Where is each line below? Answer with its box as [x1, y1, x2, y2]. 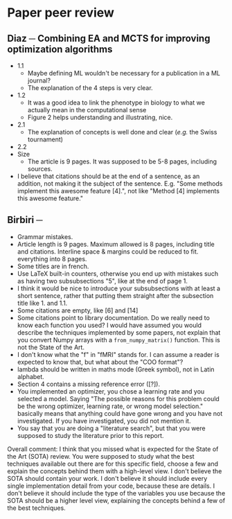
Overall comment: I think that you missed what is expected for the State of [7, 445, 219, 453]
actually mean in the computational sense [27, 106, 147, 114]
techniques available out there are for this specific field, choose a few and [7, 459, 219, 468]
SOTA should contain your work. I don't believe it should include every [7, 474, 208, 482]
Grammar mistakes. [17, 232, 73, 240]
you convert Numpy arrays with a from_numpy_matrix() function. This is [17, 335, 220, 344]
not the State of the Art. [17, 343, 85, 351]
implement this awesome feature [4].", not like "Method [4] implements [17, 187, 220, 195]
